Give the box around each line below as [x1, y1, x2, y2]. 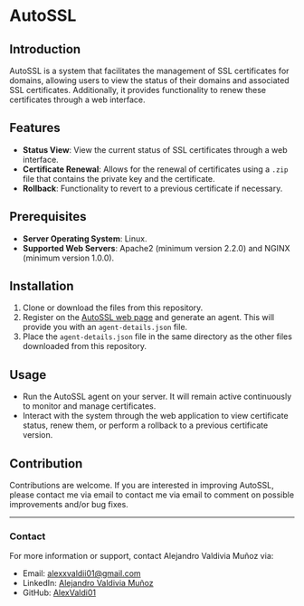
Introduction [9, 42, 81, 57]
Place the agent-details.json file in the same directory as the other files [22, 331, 292, 342]
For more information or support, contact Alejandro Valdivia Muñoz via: [9, 551, 274, 562]
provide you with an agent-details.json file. [22, 322, 188, 333]
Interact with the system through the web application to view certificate [22, 411, 289, 421]
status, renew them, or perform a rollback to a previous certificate [22, 420, 269, 431]
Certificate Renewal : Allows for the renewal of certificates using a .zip [22, 164, 289, 175]
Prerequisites [9, 209, 87, 224]
